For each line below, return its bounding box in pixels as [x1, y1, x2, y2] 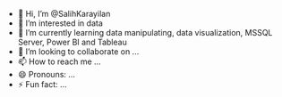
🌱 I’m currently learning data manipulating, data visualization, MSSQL [17, 28, 273, 37]
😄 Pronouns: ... [17, 69, 76, 79]
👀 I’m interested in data [17, 18, 103, 28]
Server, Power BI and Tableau [17, 36, 127, 47]
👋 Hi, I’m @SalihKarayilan [17, 9, 111, 19]
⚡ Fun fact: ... [17, 79, 67, 89]
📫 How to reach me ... [17, 56, 101, 67]
